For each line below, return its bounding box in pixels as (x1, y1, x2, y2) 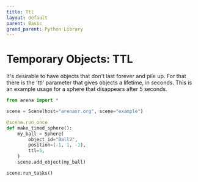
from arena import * (6, 97, 59, 104)
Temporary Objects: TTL (6, 53, 133, 66)
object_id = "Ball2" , (28, 136, 78, 142)
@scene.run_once (6, 119, 48, 125)
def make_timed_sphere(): (6, 125, 72, 131)
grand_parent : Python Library (6, 26, 84, 32)
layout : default (6, 15, 48, 21)
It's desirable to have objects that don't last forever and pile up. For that (6, 73, 186, 80)
